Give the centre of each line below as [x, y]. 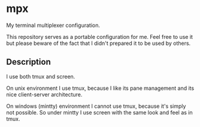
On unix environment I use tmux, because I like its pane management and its [100, 88]
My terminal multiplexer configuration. [53, 25]
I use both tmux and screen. [41, 76]
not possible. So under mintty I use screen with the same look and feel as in [99, 112]
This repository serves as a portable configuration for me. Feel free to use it [100, 37]
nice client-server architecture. [44, 94]
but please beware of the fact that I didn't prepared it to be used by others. [99, 43]
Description [28, 62]
